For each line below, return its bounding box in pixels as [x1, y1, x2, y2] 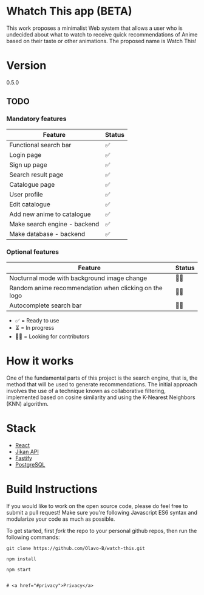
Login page [9, 150, 42, 159]
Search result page [9, 170, 64, 179]
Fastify [15, 454, 32, 462]
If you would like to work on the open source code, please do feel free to [6, 502, 188, 509]
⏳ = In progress [15, 324, 55, 331]
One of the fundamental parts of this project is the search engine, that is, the [6, 374, 198, 381]
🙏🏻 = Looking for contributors [15, 333, 90, 340]
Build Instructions [6, 482, 98, 496]
